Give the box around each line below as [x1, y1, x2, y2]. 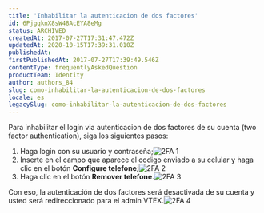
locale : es [8, 93, 45, 101]
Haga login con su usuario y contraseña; [19, 147, 154, 156]
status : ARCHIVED [8, 26, 66, 34]
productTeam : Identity [8, 71, 84, 79]
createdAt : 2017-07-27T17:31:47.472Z [8, 34, 134, 42]
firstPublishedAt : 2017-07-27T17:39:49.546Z [8, 57, 159, 65]
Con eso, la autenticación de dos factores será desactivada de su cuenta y [8, 187, 254, 197]
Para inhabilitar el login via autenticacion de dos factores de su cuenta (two [8, 123, 257, 132]
